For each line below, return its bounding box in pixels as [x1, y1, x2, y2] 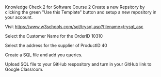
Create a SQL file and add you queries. [5, 52, 82, 58]
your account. [5, 15, 33, 20]
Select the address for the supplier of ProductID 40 [5, 43, 108, 48]
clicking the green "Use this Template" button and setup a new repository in [5, 9, 157, 15]
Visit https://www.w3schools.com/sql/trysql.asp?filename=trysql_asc [5, 24, 144, 30]
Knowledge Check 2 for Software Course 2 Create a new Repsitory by [5, 4, 145, 10]
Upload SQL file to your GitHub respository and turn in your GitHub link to [5, 62, 152, 67]
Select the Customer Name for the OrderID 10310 [5, 33, 103, 39]
